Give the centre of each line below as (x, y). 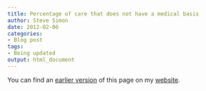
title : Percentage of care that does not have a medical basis (103, 14)
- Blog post (25, 40)
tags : (15, 47)
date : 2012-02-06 (33, 27)
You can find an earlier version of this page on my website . (94, 80)
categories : (25, 34)
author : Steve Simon (38, 20)
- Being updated (31, 54)
